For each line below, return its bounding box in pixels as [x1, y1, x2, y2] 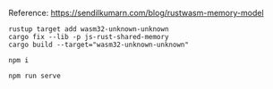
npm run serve [8, 71, 62, 80]
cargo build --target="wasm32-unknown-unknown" [8, 40, 190, 49]
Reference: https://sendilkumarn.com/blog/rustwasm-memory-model [8, 8, 265, 18]
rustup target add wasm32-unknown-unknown [8, 25, 169, 34]
